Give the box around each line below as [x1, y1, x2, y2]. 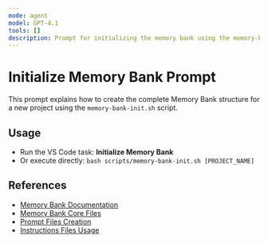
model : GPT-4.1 [8, 19, 59, 27]
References [8, 178, 67, 192]
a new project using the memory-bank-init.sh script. [8, 103, 178, 112]
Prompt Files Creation [19, 217, 92, 226]
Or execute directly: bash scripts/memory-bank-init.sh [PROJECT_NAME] [19, 156, 255, 165]
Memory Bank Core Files [19, 208, 101, 218]
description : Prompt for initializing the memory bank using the [8, 33, 230, 42]
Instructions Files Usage [19, 225, 100, 235]
